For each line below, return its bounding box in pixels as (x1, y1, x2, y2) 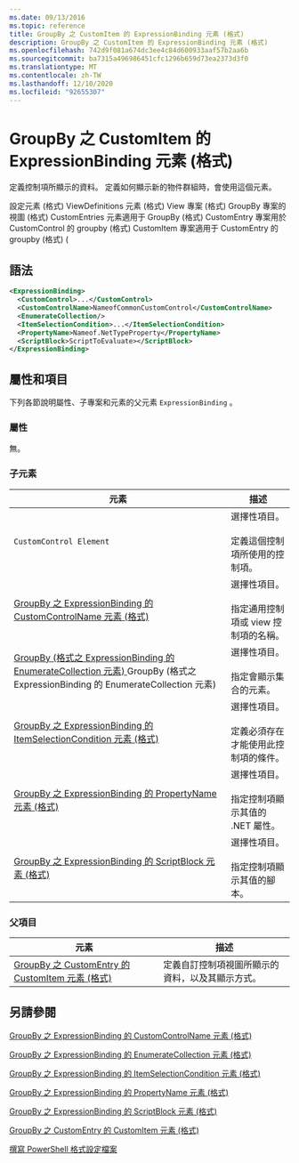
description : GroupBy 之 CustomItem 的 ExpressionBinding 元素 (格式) (9, 37, 269, 47)
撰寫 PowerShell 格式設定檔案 (9, 1143, 117, 1154)
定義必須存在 (230, 724, 285, 737)
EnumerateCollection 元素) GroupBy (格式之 (13, 665, 198, 677)
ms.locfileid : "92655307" (9, 87, 105, 96)
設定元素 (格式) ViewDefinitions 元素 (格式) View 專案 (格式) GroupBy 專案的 (9, 201, 287, 212)
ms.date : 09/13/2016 (9, 12, 86, 22)
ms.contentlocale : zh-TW (9, 71, 101, 80)
